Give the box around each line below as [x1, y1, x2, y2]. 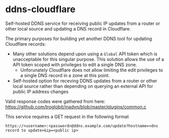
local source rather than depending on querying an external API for [12, 83, 154, 89]
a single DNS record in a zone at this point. [20, 72, 110, 78]
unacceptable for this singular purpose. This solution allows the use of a [12, 56, 164, 62]
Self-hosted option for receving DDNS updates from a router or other [12, 78, 158, 84]
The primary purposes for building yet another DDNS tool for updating [5, 36, 152, 42]
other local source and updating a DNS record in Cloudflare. [5, 25, 131, 31]
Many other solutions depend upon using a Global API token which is [12, 51, 158, 57]
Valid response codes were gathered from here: [5, 98, 106, 105]
